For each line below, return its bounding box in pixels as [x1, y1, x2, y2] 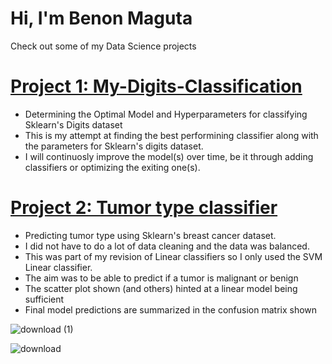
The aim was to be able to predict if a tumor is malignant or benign [24, 272, 299, 284]
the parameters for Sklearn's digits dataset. [24, 140, 204, 152]
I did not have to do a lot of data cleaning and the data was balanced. [24, 240, 310, 252]
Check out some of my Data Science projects [10, 40, 197, 52]
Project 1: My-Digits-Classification [10, 75, 303, 98]
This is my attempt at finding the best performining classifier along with [24, 129, 319, 141]
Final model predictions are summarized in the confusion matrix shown [24, 303, 318, 316]
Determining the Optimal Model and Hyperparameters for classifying [24, 108, 308, 120]
